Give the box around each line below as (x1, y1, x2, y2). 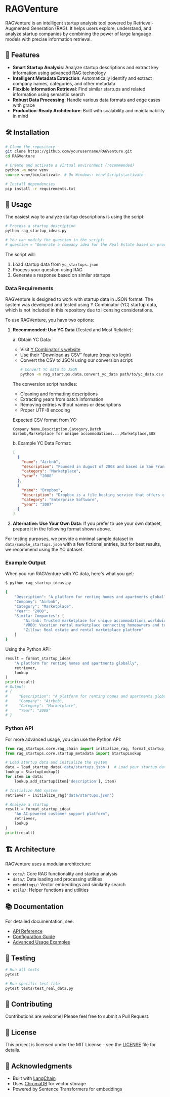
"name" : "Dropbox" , (22, 487, 63, 493)
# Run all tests (5, 967, 39, 973)
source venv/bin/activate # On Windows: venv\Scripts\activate (5, 172, 144, 177)
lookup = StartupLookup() (5, 769, 60, 775)
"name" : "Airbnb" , (22, 459, 61, 464)
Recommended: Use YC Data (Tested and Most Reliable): (12, 327, 133, 333)
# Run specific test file (5, 981, 60, 986)
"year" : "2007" (22, 502, 54, 507)
